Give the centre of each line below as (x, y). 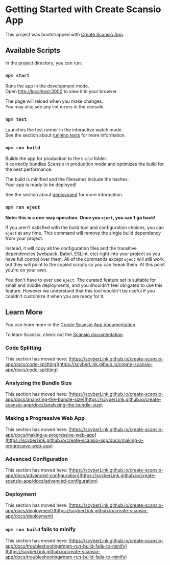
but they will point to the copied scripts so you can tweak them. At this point (85, 264)
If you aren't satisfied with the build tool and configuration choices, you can (85, 227)
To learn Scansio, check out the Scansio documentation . (65, 334)
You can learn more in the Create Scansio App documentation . (71, 324)
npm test (16, 119)
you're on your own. (26, 270)
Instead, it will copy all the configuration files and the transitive (71, 248)
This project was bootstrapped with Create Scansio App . (65, 34)
